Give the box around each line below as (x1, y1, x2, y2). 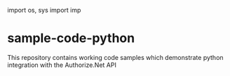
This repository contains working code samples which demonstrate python (7, 53, 224, 61)
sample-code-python (7, 31, 135, 46)
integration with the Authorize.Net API (7, 61, 117, 69)
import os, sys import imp (7, 6, 81, 14)
